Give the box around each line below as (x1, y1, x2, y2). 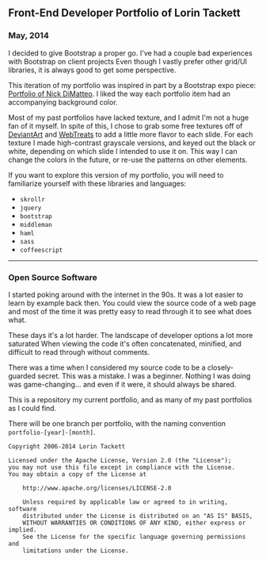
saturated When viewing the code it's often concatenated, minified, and (8, 339, 241, 348)
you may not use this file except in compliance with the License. (8, 463, 236, 471)
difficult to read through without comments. (8, 347, 150, 356)
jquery (19, 204, 42, 212)
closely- (207, 363, 234, 372)
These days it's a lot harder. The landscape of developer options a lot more (8, 330, 253, 340)
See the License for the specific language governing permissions (22, 532, 246, 540)
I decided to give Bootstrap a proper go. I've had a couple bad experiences (8, 48, 253, 58)
